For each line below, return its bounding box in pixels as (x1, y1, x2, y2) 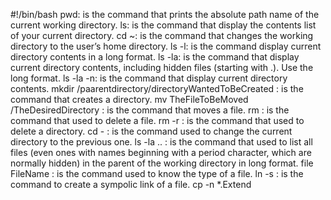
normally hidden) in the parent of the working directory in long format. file (10, 157, 314, 169)
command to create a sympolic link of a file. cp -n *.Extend (10, 179, 252, 190)
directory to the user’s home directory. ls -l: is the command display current (10, 40, 322, 52)
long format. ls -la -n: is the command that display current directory (10, 72, 288, 84)
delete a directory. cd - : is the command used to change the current (10, 125, 293, 137)
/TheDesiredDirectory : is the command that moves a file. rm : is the (10, 104, 290, 116)
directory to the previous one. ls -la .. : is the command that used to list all (10, 136, 313, 148)
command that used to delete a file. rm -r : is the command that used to (10, 115, 305, 126)
